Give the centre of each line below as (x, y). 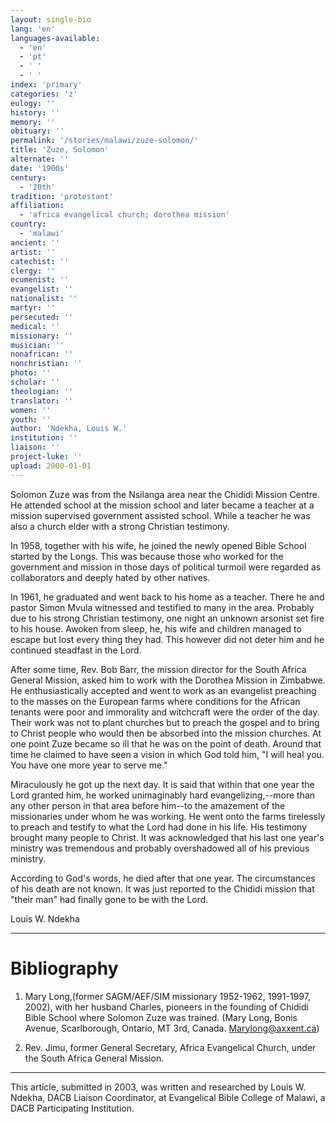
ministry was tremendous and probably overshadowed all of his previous (160, 848)
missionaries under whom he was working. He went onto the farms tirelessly (168, 816)
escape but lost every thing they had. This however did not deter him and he (167, 639)
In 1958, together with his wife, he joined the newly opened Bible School (158, 545)
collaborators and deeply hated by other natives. (110, 577)
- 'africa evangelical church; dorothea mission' (124, 215)
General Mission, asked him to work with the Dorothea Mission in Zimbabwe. (168, 680)
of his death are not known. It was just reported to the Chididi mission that (162, 888)
